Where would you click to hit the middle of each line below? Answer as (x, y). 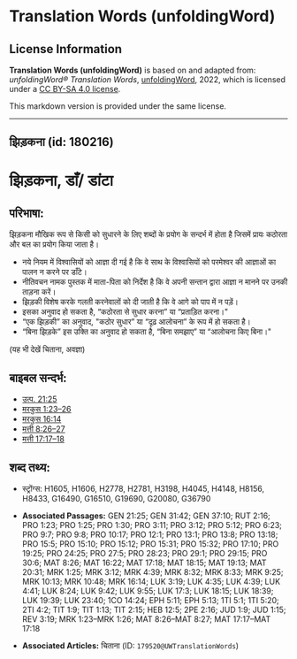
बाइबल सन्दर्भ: (38, 378)
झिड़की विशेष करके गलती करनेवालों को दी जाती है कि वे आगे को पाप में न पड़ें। (130, 302)
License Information (65, 49)
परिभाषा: (27, 213)
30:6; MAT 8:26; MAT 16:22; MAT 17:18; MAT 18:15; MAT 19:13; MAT (144, 563)
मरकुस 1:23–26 (47, 410)
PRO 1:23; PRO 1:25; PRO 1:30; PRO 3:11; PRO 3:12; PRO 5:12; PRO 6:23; (152, 525)
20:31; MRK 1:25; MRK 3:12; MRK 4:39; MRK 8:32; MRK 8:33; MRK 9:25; (153, 572)
